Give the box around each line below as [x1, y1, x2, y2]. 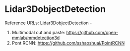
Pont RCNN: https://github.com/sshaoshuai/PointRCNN [11, 40, 125, 46]
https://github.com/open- [66, 29, 119, 35]
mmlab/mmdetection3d [11, 35, 60, 41]
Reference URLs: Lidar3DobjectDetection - [4, 20, 92, 26]
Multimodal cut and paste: [11, 29, 65, 35]
